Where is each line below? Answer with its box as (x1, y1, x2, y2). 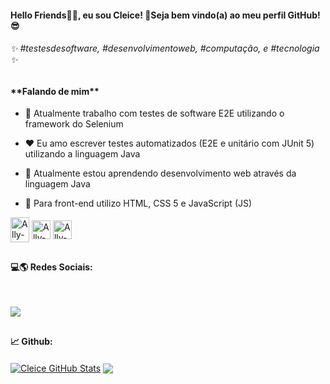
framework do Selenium (24, 118, 124, 130)
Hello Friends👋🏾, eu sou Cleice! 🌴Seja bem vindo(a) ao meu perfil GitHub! (10, 9, 321, 21)
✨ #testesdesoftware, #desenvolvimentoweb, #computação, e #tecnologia (10, 42, 320, 55)
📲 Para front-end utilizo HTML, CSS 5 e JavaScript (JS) (24, 197, 253, 210)
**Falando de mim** (10, 85, 100, 97)
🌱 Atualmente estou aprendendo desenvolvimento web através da (24, 167, 297, 180)
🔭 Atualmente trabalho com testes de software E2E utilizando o (24, 107, 285, 120)
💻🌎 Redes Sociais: (10, 261, 93, 273)
